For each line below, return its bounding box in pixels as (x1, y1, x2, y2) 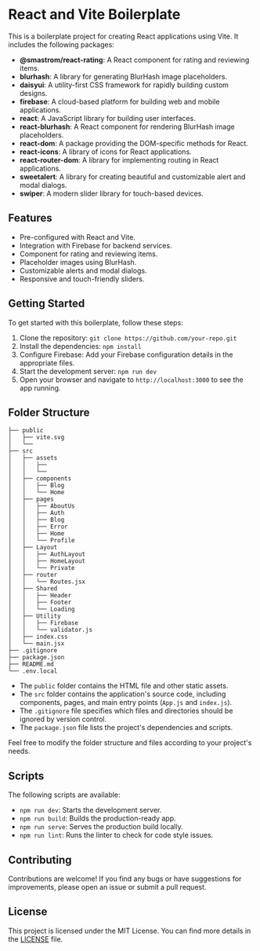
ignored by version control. (19, 714, 107, 724)
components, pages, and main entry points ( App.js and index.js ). (19, 698, 233, 707)
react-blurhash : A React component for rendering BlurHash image (19, 122, 235, 131)
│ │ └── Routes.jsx (8, 578, 86, 586)
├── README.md (8, 660, 55, 669)
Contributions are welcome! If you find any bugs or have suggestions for (8, 874, 242, 883)
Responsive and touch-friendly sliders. (19, 274, 145, 284)
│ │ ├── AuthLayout (8, 550, 86, 559)
